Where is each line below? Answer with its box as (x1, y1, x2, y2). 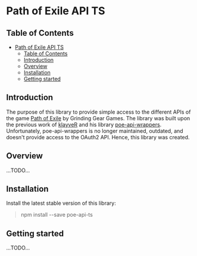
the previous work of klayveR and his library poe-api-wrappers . (6, 121, 162, 128)
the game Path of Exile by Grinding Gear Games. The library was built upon (6, 114, 190, 121)
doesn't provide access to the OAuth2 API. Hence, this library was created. (6, 133, 190, 141)
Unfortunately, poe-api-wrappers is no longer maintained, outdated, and (6, 127, 183, 135)
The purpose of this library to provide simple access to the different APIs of (6, 108, 191, 115)
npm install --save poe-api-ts (20, 211, 93, 218)
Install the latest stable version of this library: (6, 199, 116, 207)
